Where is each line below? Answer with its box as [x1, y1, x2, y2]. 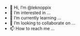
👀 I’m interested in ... [9, 10, 51, 16]
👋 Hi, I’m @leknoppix [9, 5, 51, 10]
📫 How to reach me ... [9, 26, 55, 31]
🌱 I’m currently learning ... [9, 15, 62, 20]
